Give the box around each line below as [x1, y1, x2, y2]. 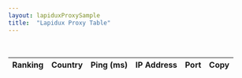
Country [50, 59, 84, 70]
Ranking [12, 59, 44, 70]
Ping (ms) [90, 59, 128, 70]
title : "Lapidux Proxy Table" [8, 19, 111, 27]
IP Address [135, 59, 177, 70]
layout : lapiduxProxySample [8, 11, 101, 20]
